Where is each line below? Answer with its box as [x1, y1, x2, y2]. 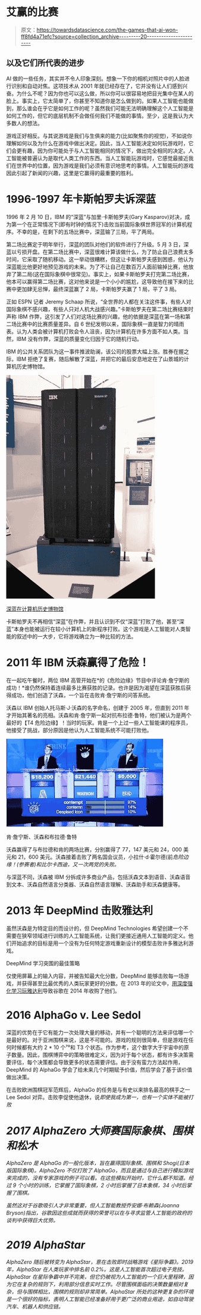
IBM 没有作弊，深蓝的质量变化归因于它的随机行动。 [16, 335, 143, 342]
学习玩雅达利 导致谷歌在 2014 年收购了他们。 [11, 987, 120, 994]
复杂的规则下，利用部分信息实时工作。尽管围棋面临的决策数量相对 [21, 1280, 183, 1288]
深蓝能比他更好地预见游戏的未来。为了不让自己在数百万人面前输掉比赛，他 [6, 263, 189, 270]
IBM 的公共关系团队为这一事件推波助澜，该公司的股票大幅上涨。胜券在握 [6, 347, 184, 355]
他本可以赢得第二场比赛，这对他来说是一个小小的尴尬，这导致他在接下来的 [6, 278, 189, 285]
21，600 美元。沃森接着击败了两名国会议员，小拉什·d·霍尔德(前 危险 [17, 853, 184, 860]
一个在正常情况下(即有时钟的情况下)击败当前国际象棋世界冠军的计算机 [16, 221, 187, 228]
